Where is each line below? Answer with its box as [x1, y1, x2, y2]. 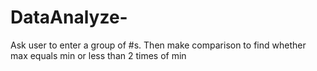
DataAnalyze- [10, 6, 128, 29]
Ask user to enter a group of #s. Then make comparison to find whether [10, 39, 307, 51]
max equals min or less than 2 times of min [10, 49, 187, 61]
